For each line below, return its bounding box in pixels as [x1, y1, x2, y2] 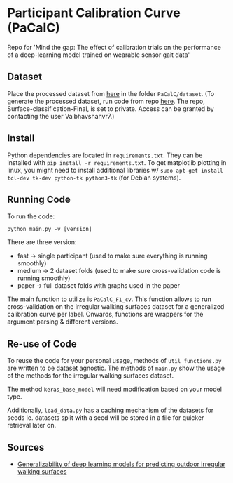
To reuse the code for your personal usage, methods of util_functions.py [7, 357, 222, 365]
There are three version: [7, 238, 77, 246]
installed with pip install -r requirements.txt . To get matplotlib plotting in [7, 158, 227, 166]
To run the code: [7, 212, 55, 220]
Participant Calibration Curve [7, 5, 181, 21]
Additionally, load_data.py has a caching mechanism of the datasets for [7, 406, 214, 415]
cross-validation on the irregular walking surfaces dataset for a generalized [7, 303, 225, 311]
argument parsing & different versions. [7, 317, 118, 326]
